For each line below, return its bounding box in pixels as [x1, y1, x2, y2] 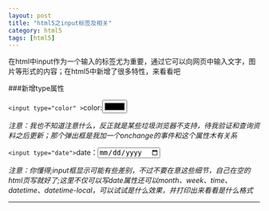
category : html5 [8, 26, 62, 34]
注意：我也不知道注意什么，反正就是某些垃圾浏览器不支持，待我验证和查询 [8, 121, 253, 131]
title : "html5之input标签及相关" [8, 19, 113, 27]
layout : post [8, 11, 52, 20]
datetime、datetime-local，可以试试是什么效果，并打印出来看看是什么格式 [8, 186, 254, 195]
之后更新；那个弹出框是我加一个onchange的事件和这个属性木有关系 [14, 131, 238, 140]
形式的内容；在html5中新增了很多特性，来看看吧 [22, 67, 181, 76]
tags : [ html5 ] [8, 33, 56, 42]
